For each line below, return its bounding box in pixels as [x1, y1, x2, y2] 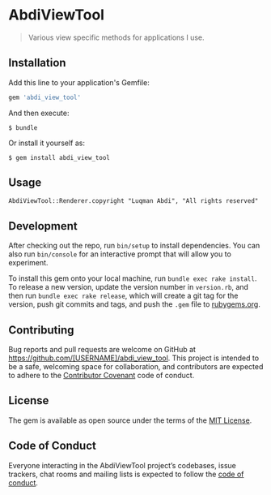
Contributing [8, 323, 74, 337]
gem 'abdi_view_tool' [8, 93, 82, 101]
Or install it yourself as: [8, 138, 85, 148]
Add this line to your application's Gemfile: [8, 77, 150, 87]
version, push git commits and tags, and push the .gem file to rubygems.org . [8, 299, 261, 309]
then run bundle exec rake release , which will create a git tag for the [8, 291, 239, 301]
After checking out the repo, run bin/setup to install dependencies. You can [8, 241, 260, 251]
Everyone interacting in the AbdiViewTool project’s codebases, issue [8, 460, 236, 470]
